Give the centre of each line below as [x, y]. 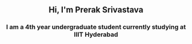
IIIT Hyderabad [96, 34]
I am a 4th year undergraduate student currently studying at [96, 27]
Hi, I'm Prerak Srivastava [96, 10]
